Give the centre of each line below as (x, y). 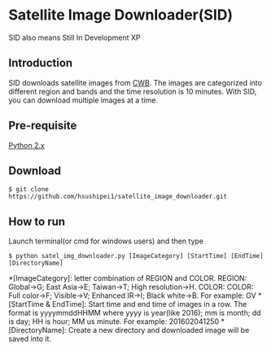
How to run (37, 221)
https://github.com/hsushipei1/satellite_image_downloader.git (118, 197)
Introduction (41, 63)
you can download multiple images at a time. (83, 100)
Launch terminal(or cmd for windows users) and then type (106, 241)
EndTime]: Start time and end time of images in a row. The (149, 304)
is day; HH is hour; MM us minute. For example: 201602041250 (114, 322)
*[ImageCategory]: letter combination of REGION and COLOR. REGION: (128, 278)
